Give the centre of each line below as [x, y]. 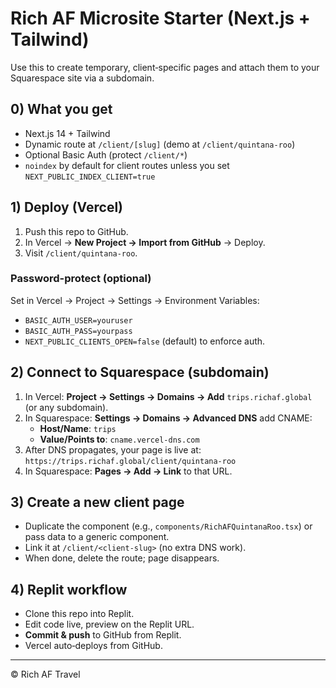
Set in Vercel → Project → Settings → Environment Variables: [135, 300]
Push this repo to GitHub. [76, 231]
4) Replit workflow [69, 589]
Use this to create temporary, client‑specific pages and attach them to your [165, 67]
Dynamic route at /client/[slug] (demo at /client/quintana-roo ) [160, 144]
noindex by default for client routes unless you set [127, 165]
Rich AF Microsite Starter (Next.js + [160, 18]
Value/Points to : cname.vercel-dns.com [119, 439]
